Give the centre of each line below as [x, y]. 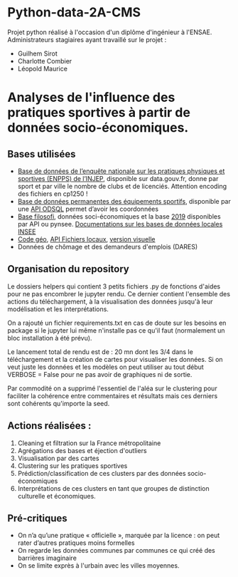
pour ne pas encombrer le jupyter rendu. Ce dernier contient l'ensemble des [119, 293]
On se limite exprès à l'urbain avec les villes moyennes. [98, 566]
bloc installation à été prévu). [50, 338]
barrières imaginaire [47, 558]
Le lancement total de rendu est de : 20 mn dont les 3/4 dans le [100, 352]
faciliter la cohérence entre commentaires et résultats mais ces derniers [113, 395]
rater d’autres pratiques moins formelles [76, 543]
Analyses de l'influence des [91, 98]
